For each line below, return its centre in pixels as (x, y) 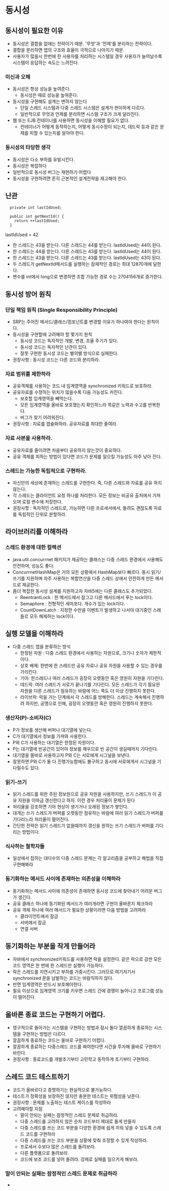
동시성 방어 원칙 (28, 294)
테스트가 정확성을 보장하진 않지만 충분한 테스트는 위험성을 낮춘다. (76, 1096)
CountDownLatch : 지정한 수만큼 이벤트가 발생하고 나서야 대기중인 (86, 610)
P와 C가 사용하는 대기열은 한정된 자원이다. (54, 742)
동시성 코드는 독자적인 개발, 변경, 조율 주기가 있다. (69, 341)
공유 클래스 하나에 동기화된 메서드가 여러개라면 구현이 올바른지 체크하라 (82, 903)
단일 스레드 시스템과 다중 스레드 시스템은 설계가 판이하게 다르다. (82, 108)
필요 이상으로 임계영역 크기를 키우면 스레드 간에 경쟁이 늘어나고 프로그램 (83, 991)
